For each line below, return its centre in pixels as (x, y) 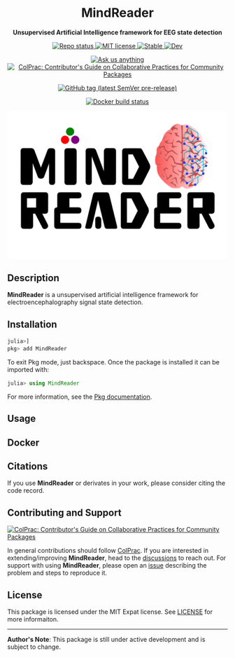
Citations (28, 466)
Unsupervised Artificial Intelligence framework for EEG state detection (117, 32)
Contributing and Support (64, 513)
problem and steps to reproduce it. (57, 573)
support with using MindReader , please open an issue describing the (107, 566)
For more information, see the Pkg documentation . (80, 397)
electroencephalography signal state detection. (75, 302)
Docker (23, 443)
